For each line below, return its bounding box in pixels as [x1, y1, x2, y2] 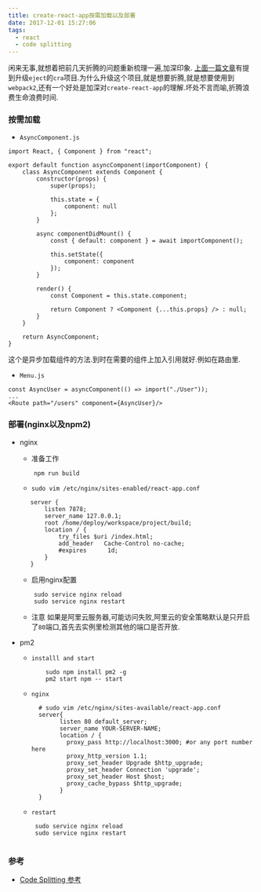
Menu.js [19, 372, 45, 380]
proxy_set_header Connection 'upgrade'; [66, 766, 201, 773]
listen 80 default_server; [59, 718, 147, 726]
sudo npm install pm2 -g [45, 668, 127, 676]
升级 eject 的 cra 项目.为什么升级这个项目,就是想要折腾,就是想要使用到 [14, 73, 235, 82]
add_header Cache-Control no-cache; [58, 539, 186, 547]
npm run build [34, 469, 80, 477]
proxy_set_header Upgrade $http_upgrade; [66, 759, 204, 766]
